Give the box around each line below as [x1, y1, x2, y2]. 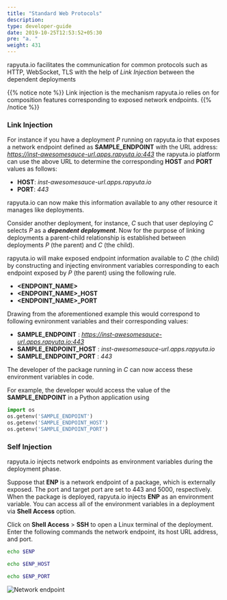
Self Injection [7, 442, 53, 451]
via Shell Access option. [7, 508, 77, 516]
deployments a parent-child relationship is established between [7, 234, 186, 242]
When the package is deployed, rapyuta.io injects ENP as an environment [7, 492, 214, 501]
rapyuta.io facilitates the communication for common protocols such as [7, 61, 208, 68]
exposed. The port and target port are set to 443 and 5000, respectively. [7, 486, 212, 494]
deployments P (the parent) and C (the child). [7, 241, 135, 249]
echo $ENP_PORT [7, 573, 51, 579]
